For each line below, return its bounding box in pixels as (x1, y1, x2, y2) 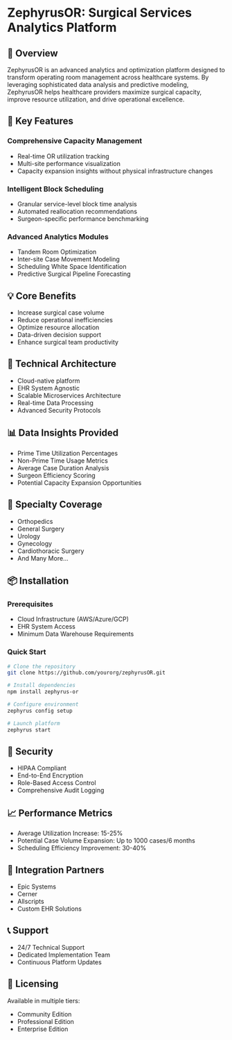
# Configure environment (7, 701, 79, 708)
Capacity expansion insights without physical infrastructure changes (17, 167, 213, 175)
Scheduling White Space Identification (17, 263, 127, 271)
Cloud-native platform (17, 377, 80, 385)
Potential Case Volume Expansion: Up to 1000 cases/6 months (17, 836, 195, 845)
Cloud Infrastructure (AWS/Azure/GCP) (17, 615, 130, 623)
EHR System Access (17, 622, 76, 631)
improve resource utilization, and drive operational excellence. (7, 95, 185, 104)
